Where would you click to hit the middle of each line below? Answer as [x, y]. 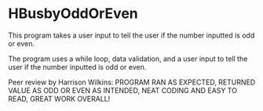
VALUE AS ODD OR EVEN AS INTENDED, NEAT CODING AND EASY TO [123, 90]
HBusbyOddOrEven [73, 14]
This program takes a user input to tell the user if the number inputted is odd [131, 35]
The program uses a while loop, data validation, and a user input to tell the [128, 59]
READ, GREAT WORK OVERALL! [59, 98]
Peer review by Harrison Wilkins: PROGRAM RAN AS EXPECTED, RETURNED [132, 82]
